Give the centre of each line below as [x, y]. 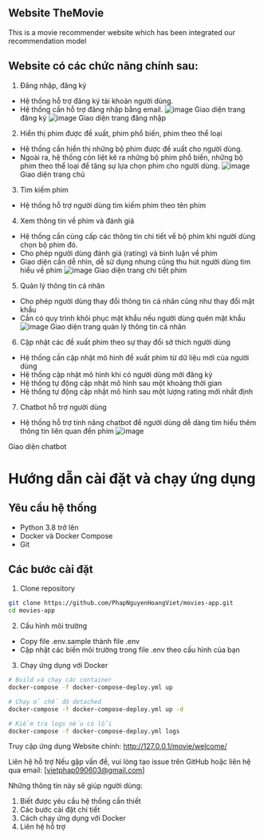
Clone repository [47, 588]
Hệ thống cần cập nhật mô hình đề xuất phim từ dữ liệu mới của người [134, 357]
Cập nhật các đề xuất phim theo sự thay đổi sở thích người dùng [125, 342]
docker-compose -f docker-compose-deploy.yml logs [94, 731]
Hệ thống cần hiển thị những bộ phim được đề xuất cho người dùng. [131, 149]
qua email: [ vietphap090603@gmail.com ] [77, 770]
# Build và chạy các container [60, 680]
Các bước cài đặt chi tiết [60, 809]
